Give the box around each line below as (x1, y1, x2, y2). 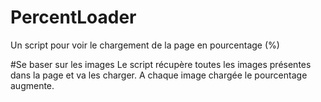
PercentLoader (10, 6, 137, 29)
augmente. (10, 79, 55, 91)
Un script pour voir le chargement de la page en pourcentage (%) (10, 39, 280, 51)
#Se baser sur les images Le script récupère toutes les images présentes (10, 58, 312, 70)
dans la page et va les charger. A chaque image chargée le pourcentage (10, 69, 308, 81)
